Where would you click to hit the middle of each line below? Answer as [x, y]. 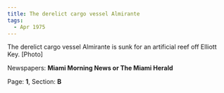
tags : [15, 20]
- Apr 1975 [30, 27]
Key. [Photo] [25, 54]
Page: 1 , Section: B [35, 82]
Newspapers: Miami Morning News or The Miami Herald [91, 68]
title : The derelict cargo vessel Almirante [74, 14]
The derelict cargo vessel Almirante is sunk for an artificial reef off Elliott [112, 47]
